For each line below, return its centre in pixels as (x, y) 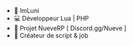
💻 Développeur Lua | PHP (51, 18)
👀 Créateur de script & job (51, 35)
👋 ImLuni (26, 11)
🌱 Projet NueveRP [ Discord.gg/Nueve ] (70, 28)
